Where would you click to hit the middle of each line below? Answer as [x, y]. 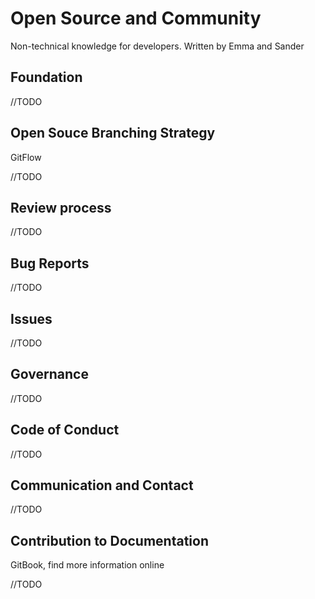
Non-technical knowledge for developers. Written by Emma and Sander [157, 46]
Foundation [46, 77]
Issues [31, 318]
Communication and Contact [102, 485]
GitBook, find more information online [87, 565]
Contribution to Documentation [110, 540]
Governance [49, 374]
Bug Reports [50, 263]
